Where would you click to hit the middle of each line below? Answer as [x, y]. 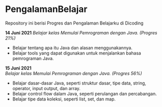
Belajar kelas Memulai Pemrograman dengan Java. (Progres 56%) [74, 73]
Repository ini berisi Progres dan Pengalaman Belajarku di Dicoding [74, 23]
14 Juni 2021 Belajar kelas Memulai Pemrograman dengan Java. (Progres [81, 32]
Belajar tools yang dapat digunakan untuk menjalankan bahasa [77, 53]
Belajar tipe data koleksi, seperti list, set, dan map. [64, 99]
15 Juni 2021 [18, 68]
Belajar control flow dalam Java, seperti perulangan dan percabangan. [84, 93]
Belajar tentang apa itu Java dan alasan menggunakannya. [72, 47]
